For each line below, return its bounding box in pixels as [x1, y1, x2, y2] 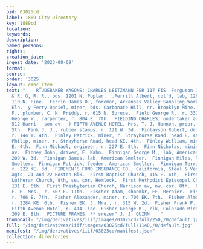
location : [6, 25, 31, 32]
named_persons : [6, 43, 45, 49]
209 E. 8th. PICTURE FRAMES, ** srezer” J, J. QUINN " [11, 211, 164, 218]
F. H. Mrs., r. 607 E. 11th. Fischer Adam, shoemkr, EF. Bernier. [11, 189, 185, 195]
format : [6, 65, 26, 71]
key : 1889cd [6, 20, 36, 26]
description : [6, 37, 39, 43]
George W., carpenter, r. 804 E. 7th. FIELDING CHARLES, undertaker [11, 115, 190, 121]
